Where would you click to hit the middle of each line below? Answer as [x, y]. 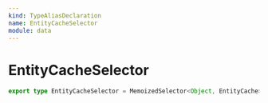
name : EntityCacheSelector [53, 23]
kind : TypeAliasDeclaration [55, 16]
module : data [30, 30]
